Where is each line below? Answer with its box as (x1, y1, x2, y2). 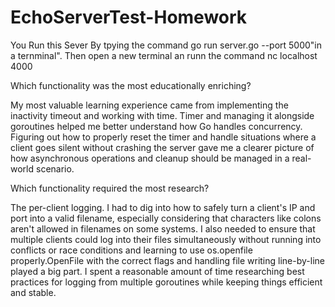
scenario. (35, 162, 75, 175)
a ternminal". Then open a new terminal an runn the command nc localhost (10, 49, 318, 61)
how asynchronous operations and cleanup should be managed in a (10, 152, 290, 164)
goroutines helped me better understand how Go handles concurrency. (10, 120, 303, 132)
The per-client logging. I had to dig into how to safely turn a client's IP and (10, 201, 316, 213)
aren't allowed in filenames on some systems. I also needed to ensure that (10, 222, 316, 235)
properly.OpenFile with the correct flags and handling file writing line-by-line (10, 254, 325, 266)
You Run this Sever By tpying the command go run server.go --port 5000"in (10, 39, 323, 51)
